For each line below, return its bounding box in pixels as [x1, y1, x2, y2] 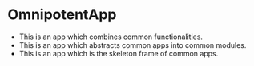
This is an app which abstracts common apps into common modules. [18, 40, 247, 49]
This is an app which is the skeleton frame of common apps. [18, 49, 219, 58]
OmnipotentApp [7, 6, 117, 24]
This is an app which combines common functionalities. [18, 32, 204, 41]
